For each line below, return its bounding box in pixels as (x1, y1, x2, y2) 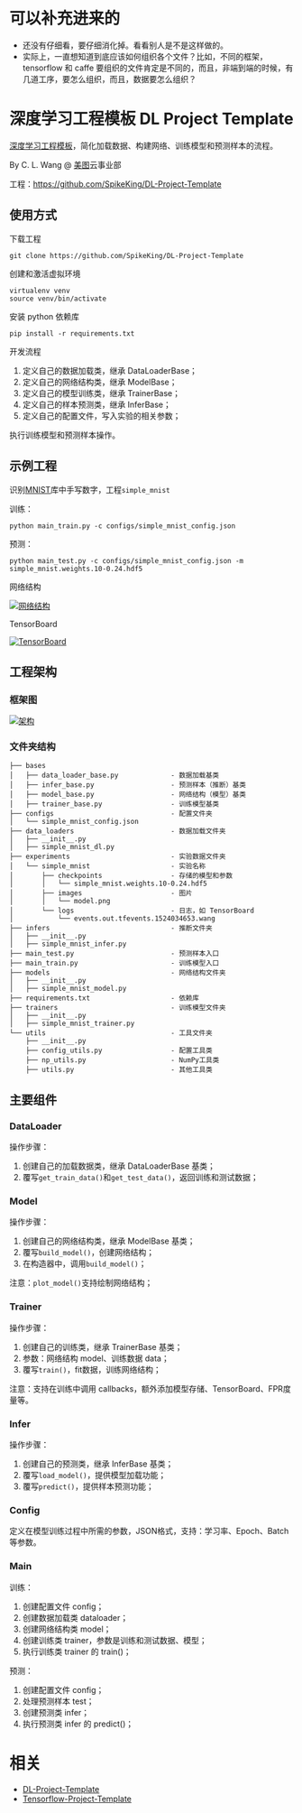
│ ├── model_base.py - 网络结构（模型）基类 (9, 791, 246, 800)
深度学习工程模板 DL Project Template (9, 109, 294, 129)
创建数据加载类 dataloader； (22, 1612, 129, 1623)
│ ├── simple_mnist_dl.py (9, 843, 115, 852)
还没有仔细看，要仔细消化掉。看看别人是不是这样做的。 (22, 40, 228, 51)
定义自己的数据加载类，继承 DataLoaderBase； (22, 365, 198, 375)
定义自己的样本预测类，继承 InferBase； (22, 399, 171, 410)
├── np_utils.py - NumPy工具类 (25, 1056, 220, 1065)
